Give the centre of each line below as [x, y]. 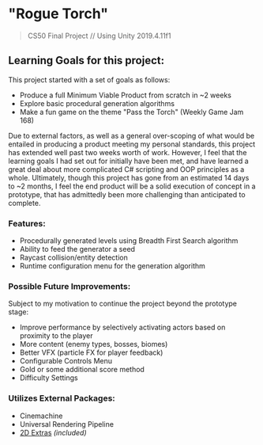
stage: [19, 312]
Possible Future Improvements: [70, 286]
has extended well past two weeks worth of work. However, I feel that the [128, 152]
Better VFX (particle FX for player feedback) [91, 352]
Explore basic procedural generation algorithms [97, 103]
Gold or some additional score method [82, 370]
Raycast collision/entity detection [73, 257]
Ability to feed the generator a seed [77, 249]
